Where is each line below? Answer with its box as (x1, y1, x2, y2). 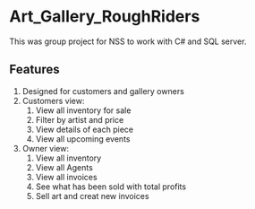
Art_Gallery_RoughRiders (9, 6, 200, 27)
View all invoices (35, 171, 98, 182)
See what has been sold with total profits (35, 181, 186, 192)
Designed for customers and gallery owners (21, 85, 185, 96)
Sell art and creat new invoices (35, 190, 149, 201)
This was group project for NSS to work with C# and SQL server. (9, 36, 247, 47)
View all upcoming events (35, 133, 131, 144)
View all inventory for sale (35, 105, 132, 116)
